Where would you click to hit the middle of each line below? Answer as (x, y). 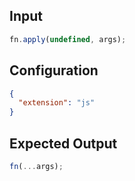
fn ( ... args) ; (36, 166)
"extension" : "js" (57, 103)
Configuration (54, 70)
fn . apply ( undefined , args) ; (68, 39)
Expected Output (63, 143)
